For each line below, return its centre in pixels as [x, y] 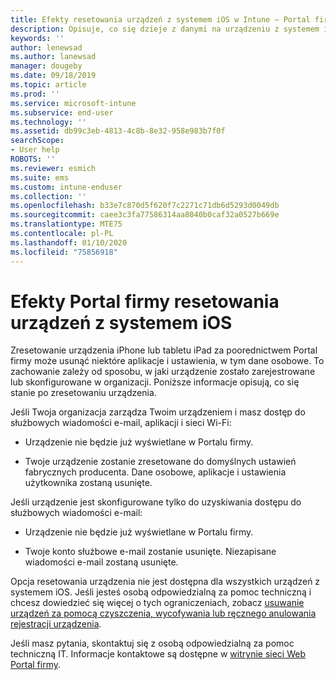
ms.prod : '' [35, 94]
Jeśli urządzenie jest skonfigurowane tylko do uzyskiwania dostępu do [156, 502]
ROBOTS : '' [33, 159]
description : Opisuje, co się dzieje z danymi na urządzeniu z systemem [165, 29]
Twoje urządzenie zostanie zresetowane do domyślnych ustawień [160, 462]
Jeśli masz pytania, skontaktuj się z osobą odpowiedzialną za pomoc [152, 643]
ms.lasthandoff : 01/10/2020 [69, 242]
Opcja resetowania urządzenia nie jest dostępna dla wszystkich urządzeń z [165, 582]
